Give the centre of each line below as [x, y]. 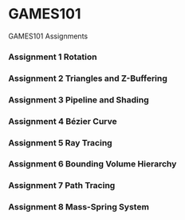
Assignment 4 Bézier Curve [63, 121]
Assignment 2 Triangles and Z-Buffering [88, 78]
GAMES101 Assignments [48, 36]
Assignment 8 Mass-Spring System [79, 207]
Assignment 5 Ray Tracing [61, 142]
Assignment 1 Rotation [53, 57]
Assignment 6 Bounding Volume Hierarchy [92, 164]
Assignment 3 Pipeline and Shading [79, 99]
